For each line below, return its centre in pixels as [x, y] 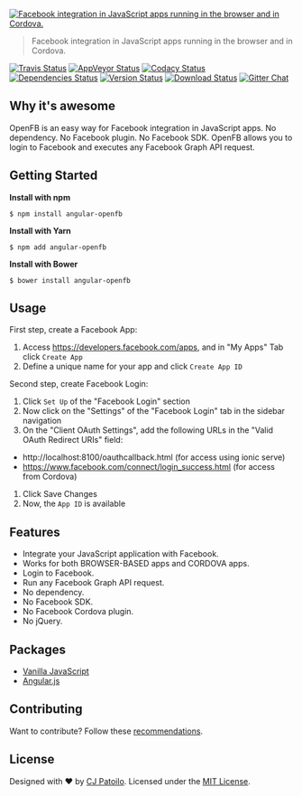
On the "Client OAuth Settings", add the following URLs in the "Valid [147, 430]
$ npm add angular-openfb [58, 247]
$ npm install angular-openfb [66, 214]
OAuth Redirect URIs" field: [73, 440]
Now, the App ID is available [74, 504]
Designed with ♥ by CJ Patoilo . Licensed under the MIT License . [130, 781]
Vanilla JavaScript [56, 671]
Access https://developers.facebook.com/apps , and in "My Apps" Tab [153, 347]
